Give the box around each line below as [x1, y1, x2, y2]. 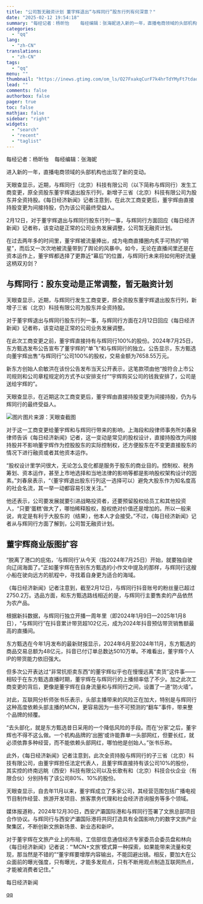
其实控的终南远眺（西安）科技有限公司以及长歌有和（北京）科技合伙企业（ [6, 767, 192, 774]
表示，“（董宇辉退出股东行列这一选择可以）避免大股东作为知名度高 [32, 477, 196, 484]
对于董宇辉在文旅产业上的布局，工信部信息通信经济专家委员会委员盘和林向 [6, 836, 192, 843]
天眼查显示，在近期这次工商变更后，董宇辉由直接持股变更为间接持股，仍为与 [6, 393, 197, 400]
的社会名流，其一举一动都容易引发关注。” [6, 484, 107, 491]
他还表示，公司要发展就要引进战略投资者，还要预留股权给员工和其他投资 [6, 497, 186, 505]
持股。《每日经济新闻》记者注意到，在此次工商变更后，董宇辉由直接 [27, 196, 195, 203]
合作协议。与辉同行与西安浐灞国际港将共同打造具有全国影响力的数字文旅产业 [6, 815, 197, 822]
